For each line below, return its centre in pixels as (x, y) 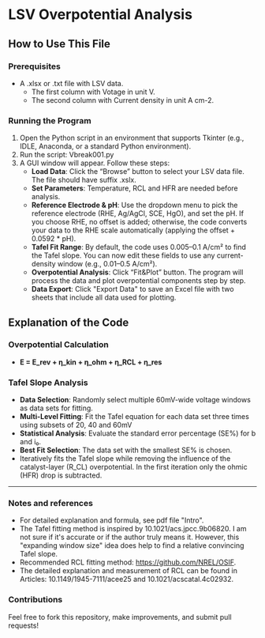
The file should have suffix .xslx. (84, 180)
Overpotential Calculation (58, 345)
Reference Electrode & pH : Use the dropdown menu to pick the (134, 205)
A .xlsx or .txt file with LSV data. (71, 83)
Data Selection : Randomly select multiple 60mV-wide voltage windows (135, 400)
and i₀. (30, 442)
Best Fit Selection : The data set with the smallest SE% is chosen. (126, 450)
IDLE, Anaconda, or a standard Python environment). (105, 146)
